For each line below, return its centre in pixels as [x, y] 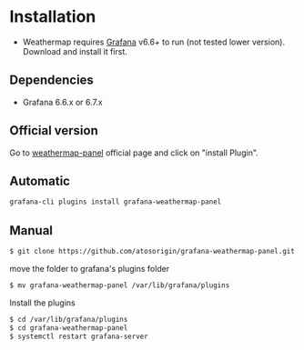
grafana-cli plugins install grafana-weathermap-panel [116, 202]
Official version [54, 130]
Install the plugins [42, 303]
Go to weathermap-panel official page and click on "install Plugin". [134, 153]
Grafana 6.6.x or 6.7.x [62, 102]
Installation [53, 17]
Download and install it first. [75, 51]
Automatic [40, 180]
